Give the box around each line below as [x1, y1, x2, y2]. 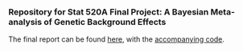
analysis [8, 16, 43, 27]
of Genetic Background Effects [43, 16, 167, 27]
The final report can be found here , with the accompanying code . [8, 34, 225, 44]
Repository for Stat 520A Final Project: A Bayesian [8, 6, 209, 18]
